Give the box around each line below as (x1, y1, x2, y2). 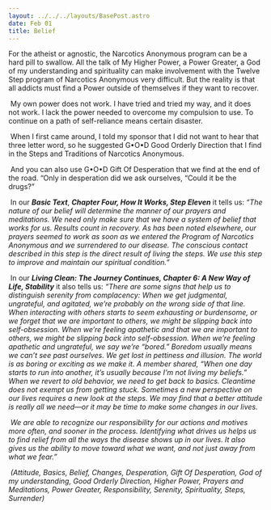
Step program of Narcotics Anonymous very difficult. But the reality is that (8, 74, 256, 85)
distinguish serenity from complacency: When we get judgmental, (8, 290, 228, 300)
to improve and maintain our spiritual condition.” (8, 258, 170, 268)
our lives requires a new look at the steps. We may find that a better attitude (8, 394, 263, 403)
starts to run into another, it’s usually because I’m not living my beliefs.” (8, 368, 248, 377)
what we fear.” (8, 452, 57, 462)
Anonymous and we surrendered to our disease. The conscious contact (8, 240, 248, 251)
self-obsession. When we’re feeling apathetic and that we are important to (8, 325, 257, 335)
